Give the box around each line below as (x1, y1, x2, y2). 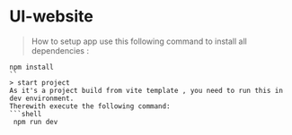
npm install (9, 63, 54, 72)
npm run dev (13, 117, 58, 126)
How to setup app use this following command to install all (31, 36, 247, 46)
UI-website (9, 6, 94, 27)
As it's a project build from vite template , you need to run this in (9, 86, 283, 95)
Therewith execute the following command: (9, 101, 171, 111)
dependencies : (31, 45, 90, 55)
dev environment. (9, 94, 75, 103)
